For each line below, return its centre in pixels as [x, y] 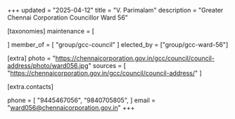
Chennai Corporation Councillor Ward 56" [68, 17]
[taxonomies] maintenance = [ [51, 31]
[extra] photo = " [32, 58]
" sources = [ [107, 65]
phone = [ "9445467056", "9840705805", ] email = [82, 100]
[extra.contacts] [31, 86]
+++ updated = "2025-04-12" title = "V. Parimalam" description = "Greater [115, 10]
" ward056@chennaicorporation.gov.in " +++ [71, 107]
